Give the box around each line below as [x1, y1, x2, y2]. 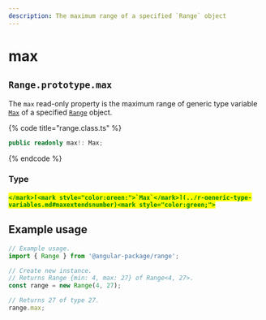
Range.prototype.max [8, 79, 113, 91]
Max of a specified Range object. [8, 107, 113, 117]
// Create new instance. [8, 266, 92, 275]
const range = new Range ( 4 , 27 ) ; [8, 282, 122, 290]
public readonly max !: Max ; [8, 139, 104, 147]
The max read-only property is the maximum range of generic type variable [8, 98, 258, 108]
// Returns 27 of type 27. [8, 296, 100, 305]
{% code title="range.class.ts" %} [8, 123, 122, 132]
